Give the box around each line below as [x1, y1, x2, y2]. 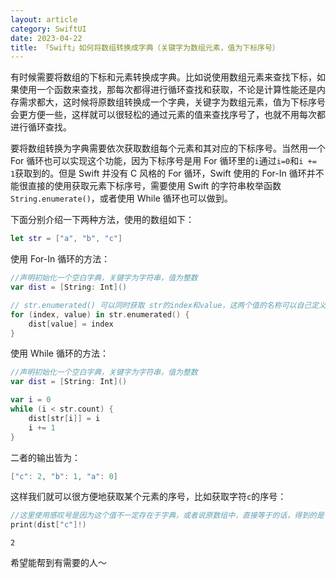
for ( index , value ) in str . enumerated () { [10, 309, 190, 320]
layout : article [10, 14, 78, 25]
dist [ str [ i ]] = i [28, 413, 101, 423]
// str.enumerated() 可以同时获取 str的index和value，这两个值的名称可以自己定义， [10, 300, 334, 310]
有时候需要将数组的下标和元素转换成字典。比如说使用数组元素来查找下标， [10, 71, 317, 83]
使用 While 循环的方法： [10, 347, 109, 360]
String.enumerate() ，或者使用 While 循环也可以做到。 [10, 192, 233, 205]
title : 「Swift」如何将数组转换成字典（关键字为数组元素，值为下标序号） [10, 42, 280, 53]
